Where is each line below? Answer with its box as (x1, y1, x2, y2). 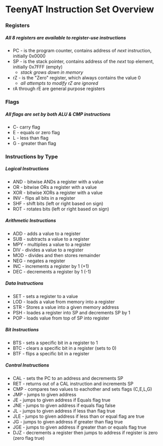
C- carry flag (12, 124, 40, 130)
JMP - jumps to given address (12, 391, 77, 397)
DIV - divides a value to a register (12, 247, 84, 253)
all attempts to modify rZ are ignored (20, 80, 98, 87)
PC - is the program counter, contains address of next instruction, (12, 48, 152, 54)
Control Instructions (5, 362, 50, 368)
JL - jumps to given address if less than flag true (12, 408, 115, 414)
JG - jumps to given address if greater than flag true (12, 418, 123, 424)
